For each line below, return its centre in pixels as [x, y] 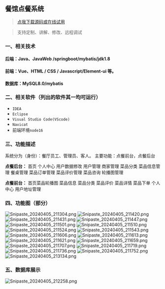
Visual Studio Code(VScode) [41, 119]
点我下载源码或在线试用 [41, 22]
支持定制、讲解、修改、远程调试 [49, 32]
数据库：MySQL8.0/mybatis [34, 83]
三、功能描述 [20, 144]
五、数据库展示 [23, 270]
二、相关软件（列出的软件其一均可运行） [53, 97]
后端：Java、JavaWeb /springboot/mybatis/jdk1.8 [58, 59]
